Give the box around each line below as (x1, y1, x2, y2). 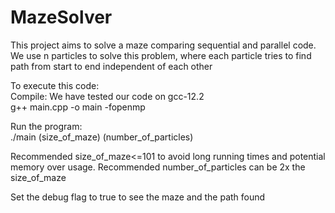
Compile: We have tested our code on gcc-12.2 (10, 90, 205, 102)
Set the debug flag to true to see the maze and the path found (10, 191, 266, 203)
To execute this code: (10, 79, 100, 91)
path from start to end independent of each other (10, 60, 213, 72)
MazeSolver (10, 6, 113, 29)
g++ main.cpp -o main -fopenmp (10, 101, 146, 113)
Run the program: (10, 120, 83, 132)
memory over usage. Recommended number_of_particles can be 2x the (10, 161, 306, 173)
